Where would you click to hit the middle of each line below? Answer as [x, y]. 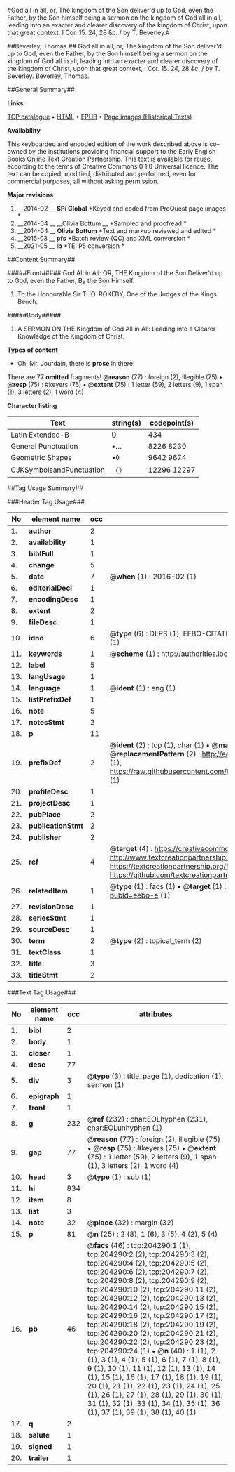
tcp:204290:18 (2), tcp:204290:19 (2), [152, 1325]
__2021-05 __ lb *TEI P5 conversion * [71, 246]
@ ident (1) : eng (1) [143, 688]
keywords [46, 654]
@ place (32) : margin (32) [131, 1223]
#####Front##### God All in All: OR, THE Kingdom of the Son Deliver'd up [115, 273]
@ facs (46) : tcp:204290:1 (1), [139, 1246]
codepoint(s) [172, 423]
